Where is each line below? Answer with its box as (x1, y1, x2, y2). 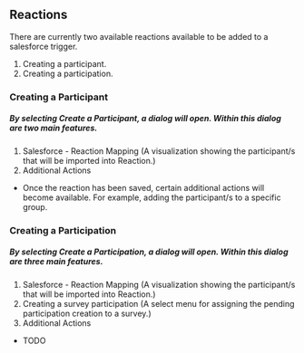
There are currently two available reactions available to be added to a (9, 31, 269, 42)
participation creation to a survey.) (22, 308, 152, 319)
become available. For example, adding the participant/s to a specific (22, 192, 281, 203)
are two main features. (9, 122, 98, 134)
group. (22, 201, 48, 212)
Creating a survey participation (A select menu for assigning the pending (22, 298, 295, 309)
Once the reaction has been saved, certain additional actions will (22, 182, 265, 193)
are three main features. (9, 256, 103, 267)
